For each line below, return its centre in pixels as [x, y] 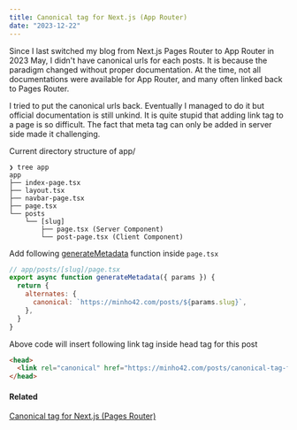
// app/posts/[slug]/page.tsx [65, 269]
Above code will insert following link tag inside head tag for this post [133, 344]
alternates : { [51, 294]
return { [33, 286]
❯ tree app [29, 167]
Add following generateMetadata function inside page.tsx [114, 253]
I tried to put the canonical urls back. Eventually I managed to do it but [137, 105]
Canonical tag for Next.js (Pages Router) [83, 416]
